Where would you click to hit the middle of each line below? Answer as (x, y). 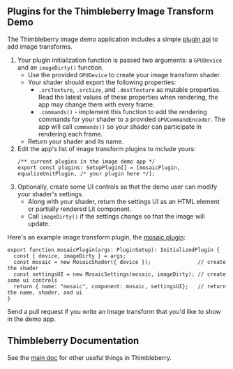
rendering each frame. (70, 134)
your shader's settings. (50, 194)
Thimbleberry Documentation (73, 341)
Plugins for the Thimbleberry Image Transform (111, 11)
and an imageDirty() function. (60, 67)
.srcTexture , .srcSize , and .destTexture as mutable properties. (129, 89)
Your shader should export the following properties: (102, 82)
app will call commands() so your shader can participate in (120, 126)
